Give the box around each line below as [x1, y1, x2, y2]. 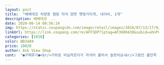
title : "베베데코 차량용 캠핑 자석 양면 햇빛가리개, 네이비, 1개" [5, 12, 123, 17]
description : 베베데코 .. [5, 16, 56, 21]
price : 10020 [5, 43, 32, 48]
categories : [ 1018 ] [5, 35, 45, 40]
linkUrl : [5, 30, 23, 35]
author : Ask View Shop [5, 48, 51, 53]
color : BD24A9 [5, 39, 34, 44]
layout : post [5, 7, 32, 12]
